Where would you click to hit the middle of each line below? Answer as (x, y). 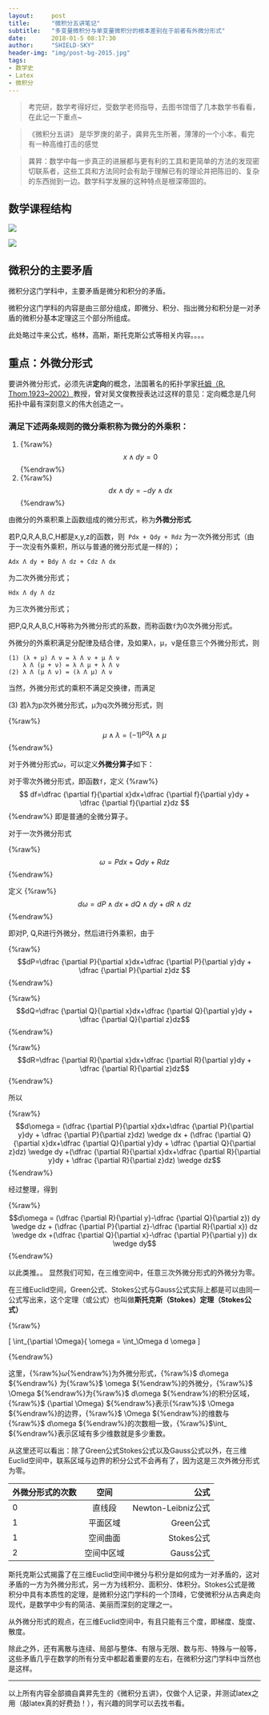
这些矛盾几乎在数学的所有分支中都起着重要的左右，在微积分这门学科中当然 (131, 1658)
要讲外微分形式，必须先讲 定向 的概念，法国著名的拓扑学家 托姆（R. (117, 383)
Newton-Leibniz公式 (171, 1507)
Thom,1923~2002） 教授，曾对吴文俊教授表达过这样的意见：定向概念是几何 (132, 393)
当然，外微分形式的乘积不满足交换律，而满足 (82, 688)
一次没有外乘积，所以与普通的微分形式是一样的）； (97, 547)
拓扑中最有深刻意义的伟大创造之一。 (68, 403)
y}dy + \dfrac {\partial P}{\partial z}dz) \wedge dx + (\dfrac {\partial (130, 1134)
